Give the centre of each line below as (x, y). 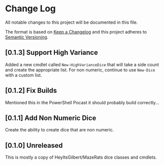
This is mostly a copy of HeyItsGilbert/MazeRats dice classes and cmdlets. (81, 157)
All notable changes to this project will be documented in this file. (72, 22)
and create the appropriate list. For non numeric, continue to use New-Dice (80, 70)
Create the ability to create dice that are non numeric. (60, 130)
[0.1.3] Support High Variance (52, 53)
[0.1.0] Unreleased (34, 145)
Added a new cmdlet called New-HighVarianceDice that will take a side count (82, 64)
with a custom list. (23, 75)
